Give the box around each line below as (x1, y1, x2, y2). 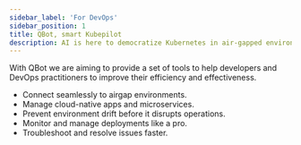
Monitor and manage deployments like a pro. (21, 118, 188, 129)
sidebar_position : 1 (9, 21, 87, 30)
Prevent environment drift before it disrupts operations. (21, 108, 226, 119)
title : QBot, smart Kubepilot (9, 30, 123, 38)
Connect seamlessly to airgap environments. (21, 90, 187, 100)
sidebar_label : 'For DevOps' (9, 13, 118, 22)
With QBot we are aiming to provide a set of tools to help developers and (9, 63, 278, 73)
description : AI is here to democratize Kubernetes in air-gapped (9, 38, 262, 47)
